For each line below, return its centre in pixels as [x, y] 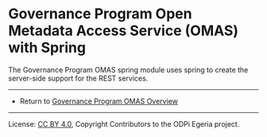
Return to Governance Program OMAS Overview [99, 101]
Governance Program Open [100, 14]
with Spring [47, 48]
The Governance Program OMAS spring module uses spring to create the [128, 69]
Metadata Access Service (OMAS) [124, 31]
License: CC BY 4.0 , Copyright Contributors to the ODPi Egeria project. [124, 123]
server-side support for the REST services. [78, 78]
